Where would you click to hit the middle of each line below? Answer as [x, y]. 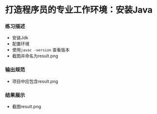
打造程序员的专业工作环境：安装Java [79, 10]
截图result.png [26, 107]
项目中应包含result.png [35, 81]
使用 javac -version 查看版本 [41, 50]
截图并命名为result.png [35, 56]
